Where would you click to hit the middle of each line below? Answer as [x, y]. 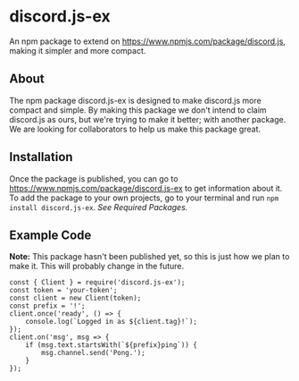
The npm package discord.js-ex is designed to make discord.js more [135, 100]
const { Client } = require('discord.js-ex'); [97, 283]
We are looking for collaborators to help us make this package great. [135, 129]
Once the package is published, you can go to [94, 178]
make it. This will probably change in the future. [97, 267]
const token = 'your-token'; [63, 291]
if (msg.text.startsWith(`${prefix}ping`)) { [112, 345]
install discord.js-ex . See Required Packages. [99, 207]
